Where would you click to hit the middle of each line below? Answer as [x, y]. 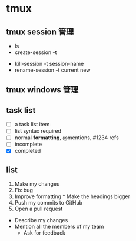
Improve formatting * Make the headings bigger [72, 196]
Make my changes [37, 184]
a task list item [32, 125]
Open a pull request [39, 209]
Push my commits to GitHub [49, 203]
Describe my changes [41, 220]
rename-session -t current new [52, 70]
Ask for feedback [44, 233]
